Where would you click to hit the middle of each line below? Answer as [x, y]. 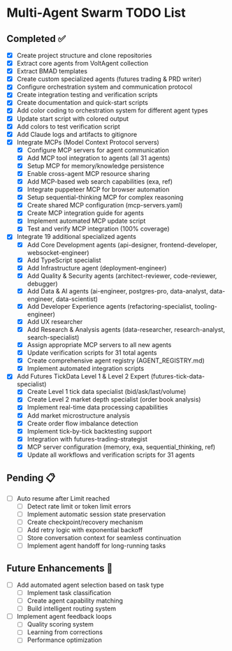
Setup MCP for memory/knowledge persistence [96, 166]
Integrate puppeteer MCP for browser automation [98, 189]
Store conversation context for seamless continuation [104, 538]
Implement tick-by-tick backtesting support [89, 431]
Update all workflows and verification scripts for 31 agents [111, 455]
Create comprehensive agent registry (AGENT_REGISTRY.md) [116, 360]
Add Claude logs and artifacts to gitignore [77, 134]
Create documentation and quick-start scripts [82, 103]
